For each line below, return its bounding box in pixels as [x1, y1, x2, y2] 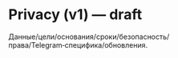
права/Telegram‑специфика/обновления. [8, 40, 148, 49]
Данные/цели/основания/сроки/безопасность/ [8, 32, 170, 41]
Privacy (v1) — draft [8, 6, 143, 24]
